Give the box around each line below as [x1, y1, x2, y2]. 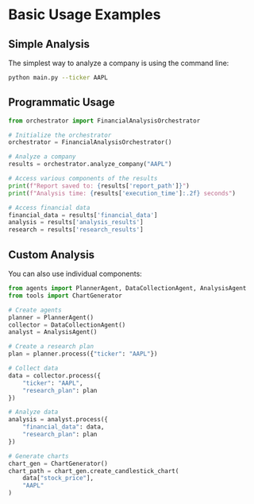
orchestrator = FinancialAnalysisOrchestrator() [8, 138, 172, 146]
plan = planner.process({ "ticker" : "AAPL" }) [8, 350, 158, 359]
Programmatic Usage [8, 95, 115, 109]
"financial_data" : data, [22, 423, 105, 431]
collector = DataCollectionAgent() [8, 320, 126, 329]
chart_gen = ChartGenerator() [8, 459, 109, 467]
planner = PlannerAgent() [8, 313, 94, 321]
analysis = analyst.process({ [8, 416, 109, 424]
